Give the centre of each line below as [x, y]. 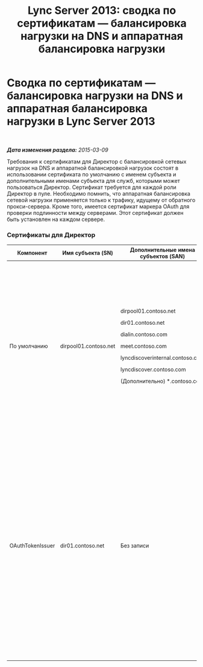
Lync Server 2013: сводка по [102, 11]
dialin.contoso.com [144, 334]
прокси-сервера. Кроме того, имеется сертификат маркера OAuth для [98, 206]
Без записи [135, 546]
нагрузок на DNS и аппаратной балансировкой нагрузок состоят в [93, 168]
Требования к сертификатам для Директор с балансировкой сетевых [97, 161]
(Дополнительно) [143, 381]
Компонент [32, 253]
